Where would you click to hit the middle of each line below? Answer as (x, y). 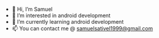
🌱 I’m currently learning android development (68, 22)
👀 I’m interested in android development (61, 15)
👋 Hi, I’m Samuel (32, 9)
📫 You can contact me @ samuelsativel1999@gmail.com (82, 28)
